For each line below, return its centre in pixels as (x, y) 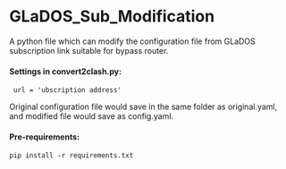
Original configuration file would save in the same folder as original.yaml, (143, 107)
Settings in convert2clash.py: (66, 71)
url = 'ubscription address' (67, 90)
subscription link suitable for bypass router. (89, 50)
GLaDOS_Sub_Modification (112, 17)
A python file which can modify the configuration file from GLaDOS (133, 41)
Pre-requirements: (45, 137)
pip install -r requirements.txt (71, 156)
